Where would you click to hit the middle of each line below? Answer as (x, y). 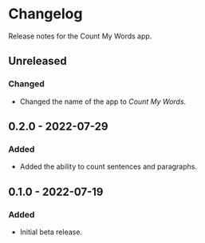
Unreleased (38, 61)
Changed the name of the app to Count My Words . (103, 102)
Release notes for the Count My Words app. (80, 36)
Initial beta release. (51, 232)
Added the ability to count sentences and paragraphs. (108, 167)
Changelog (45, 14)
